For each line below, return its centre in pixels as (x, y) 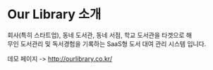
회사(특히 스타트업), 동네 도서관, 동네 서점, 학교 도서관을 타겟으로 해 (100, 35)
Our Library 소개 (54, 14)
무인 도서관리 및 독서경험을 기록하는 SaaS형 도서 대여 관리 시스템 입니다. (107, 43)
